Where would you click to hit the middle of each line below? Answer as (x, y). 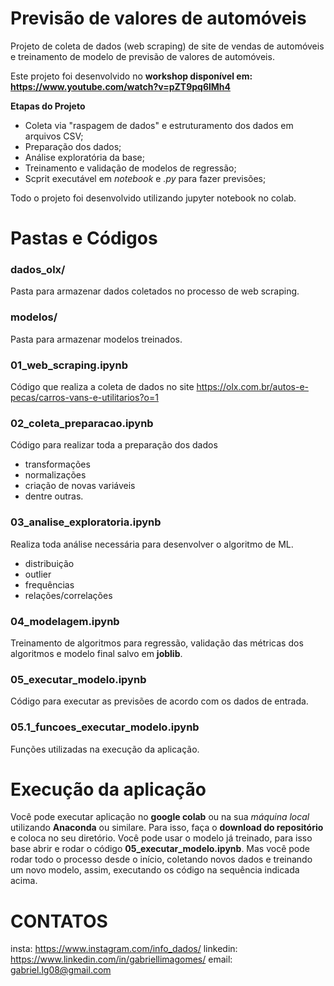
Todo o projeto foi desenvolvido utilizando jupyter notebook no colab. (153, 198)
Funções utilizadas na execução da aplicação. (105, 749)
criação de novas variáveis (80, 486)
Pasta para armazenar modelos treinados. (96, 339)
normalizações (55, 475)
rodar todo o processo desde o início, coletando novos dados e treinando (161, 859)
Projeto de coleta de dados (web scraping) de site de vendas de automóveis (167, 46)
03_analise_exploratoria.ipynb (86, 522)
